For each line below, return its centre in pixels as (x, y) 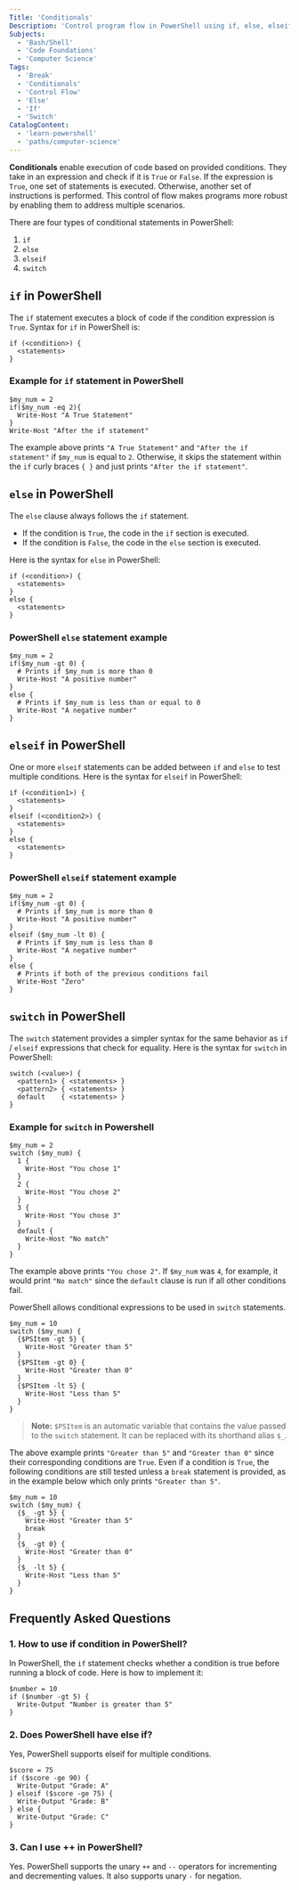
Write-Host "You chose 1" (73, 1169)
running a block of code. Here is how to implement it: (106, 1673)
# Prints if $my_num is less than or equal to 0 (109, 702)
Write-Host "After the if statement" (79, 430)
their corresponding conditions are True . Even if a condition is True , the (139, 1462)
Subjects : (28, 34)
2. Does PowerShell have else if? (81, 1734)
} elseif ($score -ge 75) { (61, 1794)
